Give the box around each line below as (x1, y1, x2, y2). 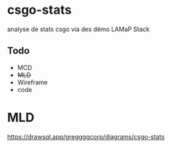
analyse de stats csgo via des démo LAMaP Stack (7, 25, 150, 33)
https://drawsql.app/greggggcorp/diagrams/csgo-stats (7, 132, 165, 140)
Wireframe (17, 78, 48, 86)
